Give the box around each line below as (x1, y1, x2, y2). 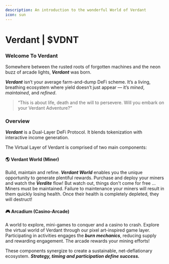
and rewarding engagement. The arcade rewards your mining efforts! (5, 238, 150, 244)
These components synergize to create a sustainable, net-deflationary (5, 247, 153, 254)
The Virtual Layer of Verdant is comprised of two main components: (5, 144, 147, 150)
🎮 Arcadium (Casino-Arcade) (5, 209, 70, 215)
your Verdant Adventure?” (17, 105, 73, 111)
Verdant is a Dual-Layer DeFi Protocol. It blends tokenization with (5, 129, 143, 135)
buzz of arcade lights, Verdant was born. (5, 69, 91, 75)
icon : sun (5, 12, 26, 17)
